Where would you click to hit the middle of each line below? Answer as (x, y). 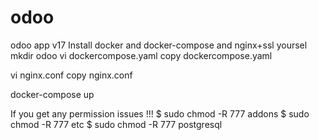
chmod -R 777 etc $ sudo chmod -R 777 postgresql (116, 124)
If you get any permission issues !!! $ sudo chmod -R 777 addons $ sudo (160, 113)
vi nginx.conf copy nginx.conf (71, 75)
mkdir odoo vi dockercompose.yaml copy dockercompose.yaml (141, 55)
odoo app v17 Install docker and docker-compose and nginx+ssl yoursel (159, 45)
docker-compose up (52, 94)
